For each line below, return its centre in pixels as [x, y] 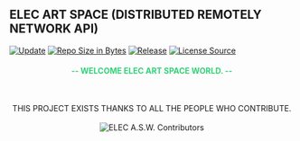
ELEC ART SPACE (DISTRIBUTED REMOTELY [136, 15]
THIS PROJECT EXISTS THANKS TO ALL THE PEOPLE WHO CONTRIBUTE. [152, 109]
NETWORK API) [54, 29]
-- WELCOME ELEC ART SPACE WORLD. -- [152, 71]
